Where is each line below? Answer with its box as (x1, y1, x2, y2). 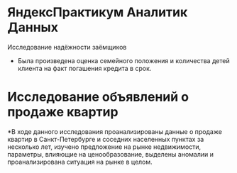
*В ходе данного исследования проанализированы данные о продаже (7, 127, 222, 135)
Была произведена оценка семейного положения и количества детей (17, 56, 230, 65)
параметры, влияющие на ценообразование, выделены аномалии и (7, 150, 214, 158)
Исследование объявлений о (7, 89, 189, 105)
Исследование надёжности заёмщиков (7, 43, 127, 51)
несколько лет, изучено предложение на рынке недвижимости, (7, 143, 202, 151)
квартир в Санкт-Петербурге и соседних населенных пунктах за (7, 135, 204, 143)
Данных (7, 19, 59, 35)
